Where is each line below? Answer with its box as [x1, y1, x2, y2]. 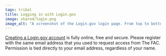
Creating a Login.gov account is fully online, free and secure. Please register [5, 35, 161, 41]
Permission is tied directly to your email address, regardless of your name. [5, 45, 157, 51]
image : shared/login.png [5, 16, 56, 21]
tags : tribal [5, 7, 32, 12]
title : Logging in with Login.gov [5, 12, 77, 17]
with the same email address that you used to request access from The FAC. [5, 40, 161, 46]
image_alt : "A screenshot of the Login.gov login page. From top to [5, 21, 149, 26]
